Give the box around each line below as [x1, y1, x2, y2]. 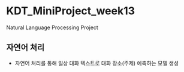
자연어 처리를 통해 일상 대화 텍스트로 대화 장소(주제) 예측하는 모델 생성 [14, 60, 179, 67]
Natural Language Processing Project [6, 24, 99, 31]
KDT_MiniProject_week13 [6, 4, 135, 18]
